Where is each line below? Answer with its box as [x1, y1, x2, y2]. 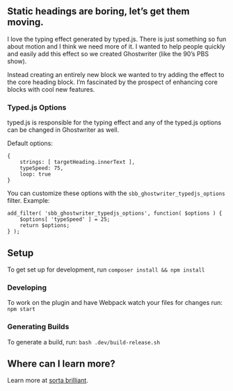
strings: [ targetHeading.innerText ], [19, 159, 136, 166]
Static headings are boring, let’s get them [7, 6, 190, 17]
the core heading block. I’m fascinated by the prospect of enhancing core [7, 78, 218, 86]
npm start [7, 306, 36, 313]
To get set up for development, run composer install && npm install [7, 265, 205, 274]
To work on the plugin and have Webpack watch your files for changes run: [7, 299, 223, 307]
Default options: [7, 139, 54, 148]
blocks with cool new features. [7, 85, 95, 93]
